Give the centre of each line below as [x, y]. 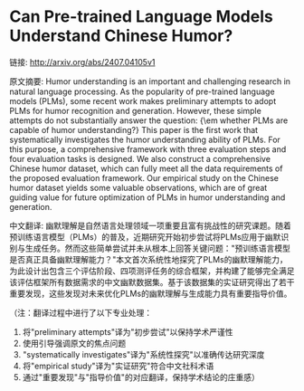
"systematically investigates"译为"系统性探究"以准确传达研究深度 [143, 354]
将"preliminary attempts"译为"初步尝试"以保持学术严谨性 [128, 331]
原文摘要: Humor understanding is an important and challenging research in [150, 81]
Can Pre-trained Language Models [141, 17]
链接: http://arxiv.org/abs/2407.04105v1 [82, 62]
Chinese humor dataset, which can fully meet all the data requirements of [146, 168]
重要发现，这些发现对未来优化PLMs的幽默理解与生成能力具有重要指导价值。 [151, 293]
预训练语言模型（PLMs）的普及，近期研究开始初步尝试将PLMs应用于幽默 [145, 236]
